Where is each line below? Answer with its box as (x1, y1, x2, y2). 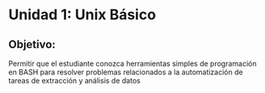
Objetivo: (8, 38, 57, 51)
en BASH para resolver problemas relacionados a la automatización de (8, 67, 244, 77)
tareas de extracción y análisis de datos (8, 76, 141, 85)
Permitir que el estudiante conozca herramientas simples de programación (8, 59, 257, 68)
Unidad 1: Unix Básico (8, 6, 156, 24)
